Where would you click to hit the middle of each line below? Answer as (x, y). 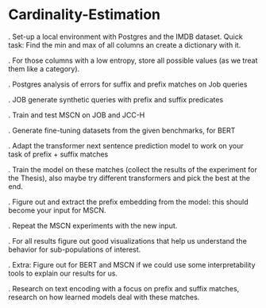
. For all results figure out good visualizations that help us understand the (128, 241)
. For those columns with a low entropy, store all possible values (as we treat (133, 60)
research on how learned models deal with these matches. (104, 297)
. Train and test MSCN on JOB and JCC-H (77, 115)
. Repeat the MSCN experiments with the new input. (93, 225)
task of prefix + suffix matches (58, 154)
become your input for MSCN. (57, 210)
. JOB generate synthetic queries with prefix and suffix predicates (116, 99)
